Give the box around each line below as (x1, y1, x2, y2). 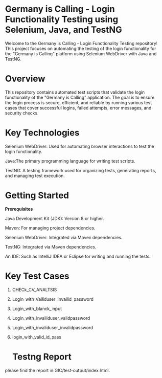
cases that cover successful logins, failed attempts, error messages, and (5, 105, 152, 111)
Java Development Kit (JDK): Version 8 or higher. (5, 215, 104, 221)
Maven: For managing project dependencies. (5, 225, 95, 231)
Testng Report (12, 351, 72, 362)
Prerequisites (5, 206, 33, 212)
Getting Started (5, 190, 69, 201)
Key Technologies (5, 127, 80, 138)
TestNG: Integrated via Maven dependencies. (5, 244, 96, 250)
